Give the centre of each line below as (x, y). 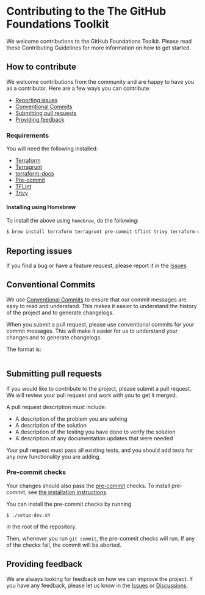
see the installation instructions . (68, 492)
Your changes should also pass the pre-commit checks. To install (88, 486)
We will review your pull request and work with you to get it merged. (92, 395)
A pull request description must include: (56, 407)
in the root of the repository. (41, 527)
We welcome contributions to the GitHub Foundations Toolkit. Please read (99, 41)
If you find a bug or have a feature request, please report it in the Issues (97, 265)
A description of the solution (51, 425)
